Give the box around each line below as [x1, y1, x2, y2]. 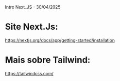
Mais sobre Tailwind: [5, 55, 91, 65]
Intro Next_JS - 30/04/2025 [5, 4, 61, 10]
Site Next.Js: [5, 21, 58, 32]
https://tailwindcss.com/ [5, 70, 54, 76]
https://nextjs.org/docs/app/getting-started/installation [5, 37, 115, 43]
